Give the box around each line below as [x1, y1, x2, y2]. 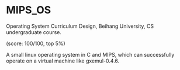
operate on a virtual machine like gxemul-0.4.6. [6, 57, 120, 64]
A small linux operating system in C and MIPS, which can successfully [6, 51, 175, 58]
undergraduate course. [6, 28, 61, 35]
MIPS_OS [6, 3, 51, 17]
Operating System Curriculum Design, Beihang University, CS [6, 23, 154, 30]
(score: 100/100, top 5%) [6, 40, 65, 47]
